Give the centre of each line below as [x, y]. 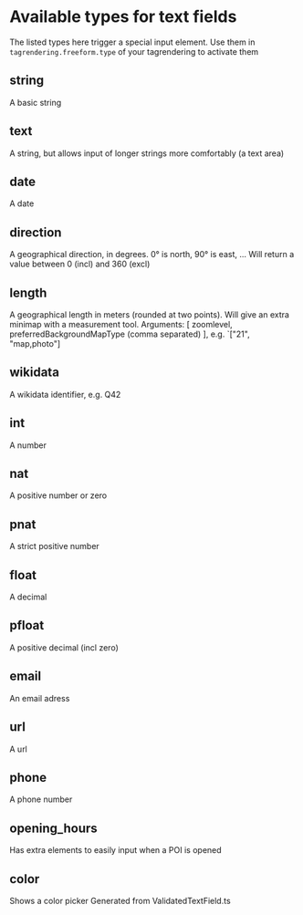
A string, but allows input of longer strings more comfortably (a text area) [147, 153]
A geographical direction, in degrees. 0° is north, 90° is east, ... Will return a [152, 255]
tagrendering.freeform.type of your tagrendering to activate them [134, 51]
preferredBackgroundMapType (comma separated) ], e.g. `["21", [130, 334]
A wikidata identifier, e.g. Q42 [65, 394]
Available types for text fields [123, 17]
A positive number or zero [58, 495]
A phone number [41, 799]
